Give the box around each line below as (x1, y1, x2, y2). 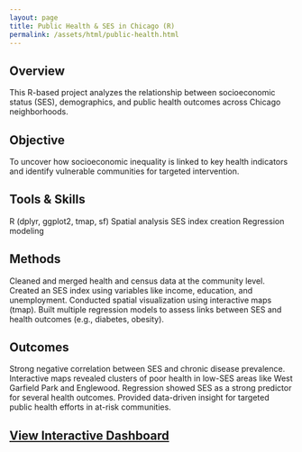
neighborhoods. (9, 106, 69, 117)
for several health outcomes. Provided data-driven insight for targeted (9, 393, 270, 403)
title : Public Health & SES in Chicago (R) (9, 22, 176, 31)
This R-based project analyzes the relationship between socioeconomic (9, 87, 276, 98)
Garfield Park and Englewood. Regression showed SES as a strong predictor (9, 383, 292, 393)
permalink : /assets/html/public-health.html (9, 30, 179, 39)
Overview (9, 63, 66, 78)
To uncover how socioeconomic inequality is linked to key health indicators (9, 157, 288, 167)
